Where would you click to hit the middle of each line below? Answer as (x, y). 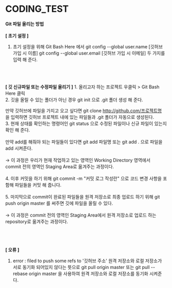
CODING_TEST (37, 9)
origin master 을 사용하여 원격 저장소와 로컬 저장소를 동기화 (89, 274)
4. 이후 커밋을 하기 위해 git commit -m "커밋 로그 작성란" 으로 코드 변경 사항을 (83, 178)
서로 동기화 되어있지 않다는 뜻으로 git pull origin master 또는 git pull (81, 267)
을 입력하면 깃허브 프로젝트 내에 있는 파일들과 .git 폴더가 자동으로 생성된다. (80, 117)
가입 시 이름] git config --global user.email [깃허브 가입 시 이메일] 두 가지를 (89, 53)
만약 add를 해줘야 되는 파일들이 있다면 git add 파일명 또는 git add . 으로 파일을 (84, 141)
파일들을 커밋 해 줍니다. (38, 185)
